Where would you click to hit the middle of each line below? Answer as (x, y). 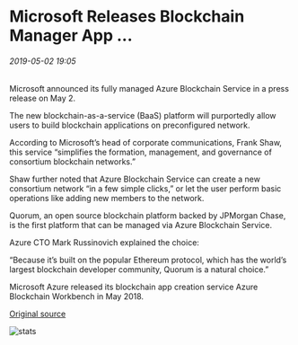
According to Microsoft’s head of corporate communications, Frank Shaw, (146, 143)
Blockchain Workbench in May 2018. (77, 296)
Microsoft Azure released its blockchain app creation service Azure (134, 287)
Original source (38, 314)
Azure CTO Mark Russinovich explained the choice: (105, 243)
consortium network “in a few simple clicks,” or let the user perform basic (145, 189)
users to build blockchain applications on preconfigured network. (130, 125)
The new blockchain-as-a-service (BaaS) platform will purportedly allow (143, 116)
